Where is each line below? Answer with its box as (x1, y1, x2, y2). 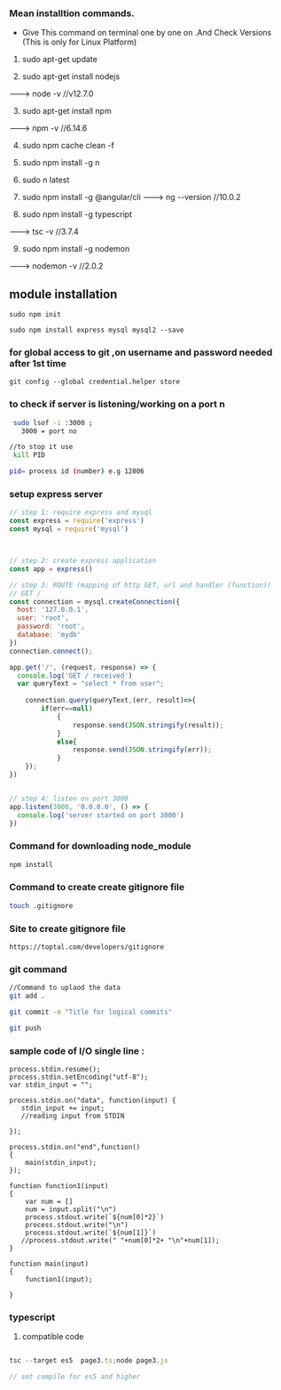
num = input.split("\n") (25, 1205, 117, 1214)
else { (56, 737, 77, 746)
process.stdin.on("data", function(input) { (9, 1097, 176, 1105)
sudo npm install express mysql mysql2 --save (9, 325, 184, 335)
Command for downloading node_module (9, 840, 192, 852)
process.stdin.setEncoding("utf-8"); (9, 1073, 149, 1082)
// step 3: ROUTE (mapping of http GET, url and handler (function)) (9, 581, 272, 590)
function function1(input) (9, 1182, 109, 1191)
